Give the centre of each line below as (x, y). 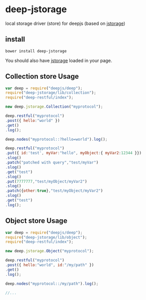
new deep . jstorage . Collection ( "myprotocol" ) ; (54, 107)
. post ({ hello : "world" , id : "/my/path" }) (50, 265)
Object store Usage (36, 221)
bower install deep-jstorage (36, 51)
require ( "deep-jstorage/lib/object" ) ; (46, 237)
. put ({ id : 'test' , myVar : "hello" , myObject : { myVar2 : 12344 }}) (74, 153)
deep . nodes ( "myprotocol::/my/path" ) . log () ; (52, 284)
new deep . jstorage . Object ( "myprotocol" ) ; (50, 251)
